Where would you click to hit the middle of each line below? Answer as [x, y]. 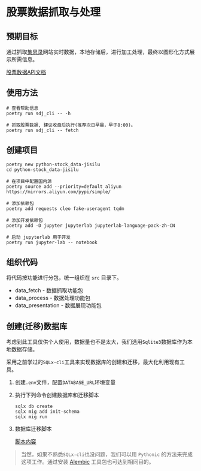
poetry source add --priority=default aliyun [64, 187]
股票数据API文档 [26, 72]
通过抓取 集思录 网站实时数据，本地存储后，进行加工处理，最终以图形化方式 [98, 52]
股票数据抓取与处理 [54, 12]
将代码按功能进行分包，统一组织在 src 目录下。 [64, 278]
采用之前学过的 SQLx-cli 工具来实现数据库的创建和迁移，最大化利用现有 [93, 362]
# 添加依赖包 [20, 203]
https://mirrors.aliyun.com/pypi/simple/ [59, 192]
